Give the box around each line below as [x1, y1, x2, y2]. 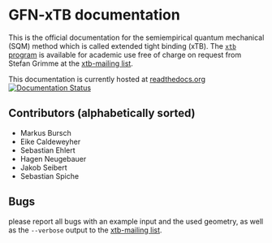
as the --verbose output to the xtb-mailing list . [8, 225, 162, 235]
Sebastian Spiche [19, 171, 80, 180]
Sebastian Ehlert [19, 145, 76, 155]
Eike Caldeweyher [19, 137, 81, 146]
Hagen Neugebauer [19, 154, 87, 163]
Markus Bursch [19, 128, 71, 137]
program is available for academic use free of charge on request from [8, 50, 242, 59]
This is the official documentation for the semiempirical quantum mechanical [8, 33, 265, 42]
